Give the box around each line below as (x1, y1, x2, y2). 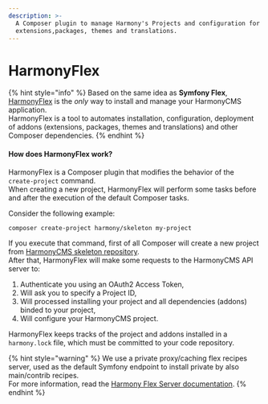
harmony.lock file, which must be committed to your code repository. (8, 338, 235, 348)
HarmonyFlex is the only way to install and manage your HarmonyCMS (8, 97, 242, 106)
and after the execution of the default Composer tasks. (8, 192, 190, 202)
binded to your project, (19, 305, 96, 315)
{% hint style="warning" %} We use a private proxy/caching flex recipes (8, 353, 248, 363)
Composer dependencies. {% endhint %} (8, 130, 145, 141)
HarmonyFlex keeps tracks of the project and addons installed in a (8, 329, 228, 339)
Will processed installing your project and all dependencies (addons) (19, 297, 247, 307)
